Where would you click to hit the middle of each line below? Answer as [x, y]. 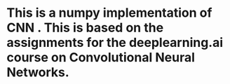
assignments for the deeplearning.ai [115, 43]
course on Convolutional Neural [101, 58]
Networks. [38, 72]
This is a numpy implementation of [109, 13]
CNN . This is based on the [85, 28]
